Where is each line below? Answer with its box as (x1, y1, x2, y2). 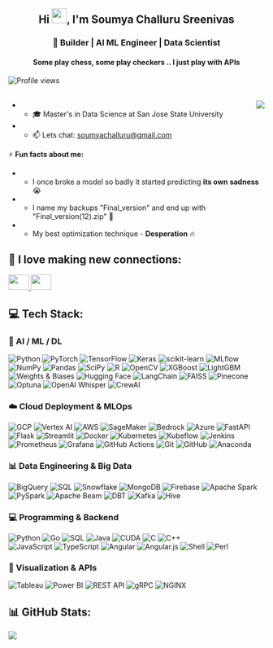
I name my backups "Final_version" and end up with (32, 203, 206, 212)
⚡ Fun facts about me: (8, 149, 84, 159)
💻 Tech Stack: (8, 307, 84, 321)
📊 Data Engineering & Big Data (8, 461, 132, 472)
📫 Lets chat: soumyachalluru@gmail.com (32, 129, 172, 139)
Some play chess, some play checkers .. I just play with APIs (32, 57, 240, 67)
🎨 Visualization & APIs (8, 562, 97, 573)
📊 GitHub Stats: (8, 605, 92, 619)
